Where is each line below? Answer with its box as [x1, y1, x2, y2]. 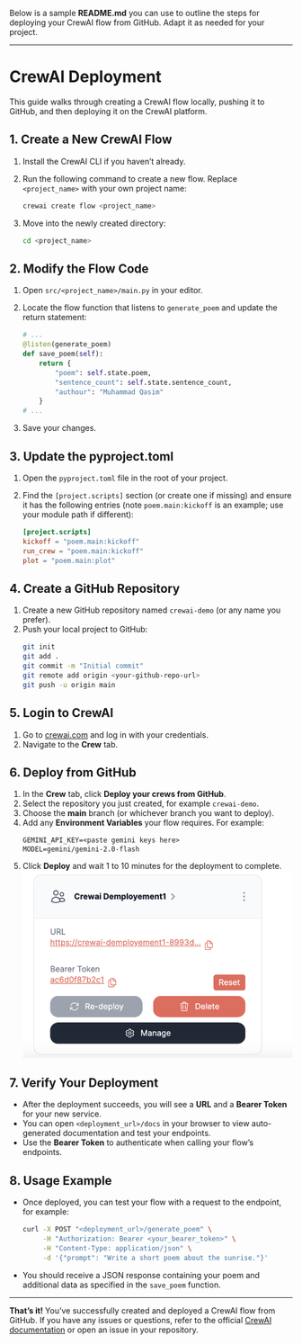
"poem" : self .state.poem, [55, 368, 152, 377]
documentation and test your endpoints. [62, 1128, 211, 1139]
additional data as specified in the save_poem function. [22, 1279, 222, 1290]
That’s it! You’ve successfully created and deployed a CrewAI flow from [9, 1304, 276, 1316]
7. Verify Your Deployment [9, 1075, 159, 1091]
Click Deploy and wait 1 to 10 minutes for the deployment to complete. [22, 861, 282, 872]
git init [22, 642, 56, 651]
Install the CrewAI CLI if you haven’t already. [22, 156, 186, 166]
